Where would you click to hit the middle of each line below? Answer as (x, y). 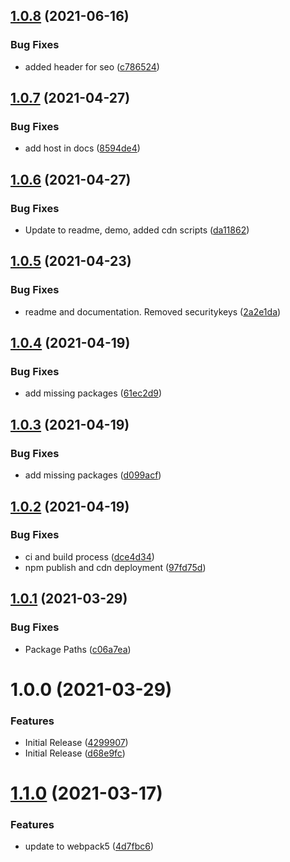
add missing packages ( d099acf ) (93, 475)
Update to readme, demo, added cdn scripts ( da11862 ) (137, 230)
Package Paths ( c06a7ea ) (78, 649)
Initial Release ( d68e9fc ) (75, 753)
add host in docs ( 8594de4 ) (82, 148)
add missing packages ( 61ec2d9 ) (93, 393)
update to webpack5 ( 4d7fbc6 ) (89, 846)
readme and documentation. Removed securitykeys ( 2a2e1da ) (153, 311)
